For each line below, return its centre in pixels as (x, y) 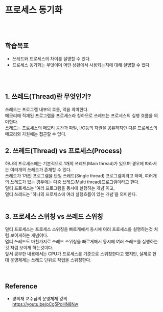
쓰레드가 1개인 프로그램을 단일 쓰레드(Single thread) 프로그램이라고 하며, (74, 176)
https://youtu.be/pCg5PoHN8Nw (45, 304)
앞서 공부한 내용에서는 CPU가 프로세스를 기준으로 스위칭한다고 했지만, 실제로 (78, 254)
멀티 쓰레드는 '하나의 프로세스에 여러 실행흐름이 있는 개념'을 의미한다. (71, 194)
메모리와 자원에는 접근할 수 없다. (36, 134)
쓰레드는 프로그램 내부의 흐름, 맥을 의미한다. (47, 109)
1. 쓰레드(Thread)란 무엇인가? (48, 97)
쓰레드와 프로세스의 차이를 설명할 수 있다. (51, 58)
